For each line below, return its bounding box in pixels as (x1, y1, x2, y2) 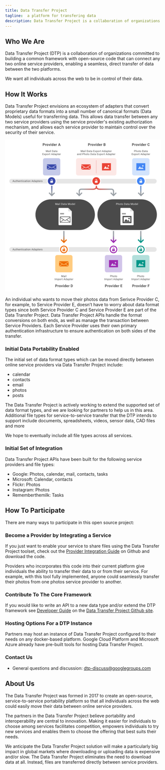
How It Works (5, 90, 48, 98)
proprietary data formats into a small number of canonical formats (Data (5, 109, 152, 114)
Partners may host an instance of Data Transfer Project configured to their (5, 631, 157, 637)
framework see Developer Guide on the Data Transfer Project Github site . (5, 608, 154, 613)
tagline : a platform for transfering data (5, 13, 96, 18)
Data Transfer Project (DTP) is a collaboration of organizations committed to (5, 50, 160, 56)
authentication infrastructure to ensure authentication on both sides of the (5, 328, 156, 334)
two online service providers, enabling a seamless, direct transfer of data (5, 61, 154, 67)
